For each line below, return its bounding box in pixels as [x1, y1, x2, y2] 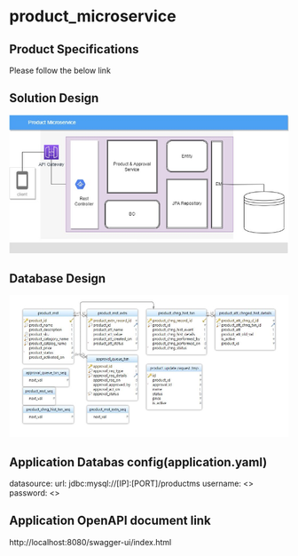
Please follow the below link [9, 65, 111, 75]
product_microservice [9, 6, 176, 27]
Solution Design [9, 91, 99, 106]
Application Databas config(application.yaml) [9, 455, 268, 470]
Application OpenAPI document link [9, 513, 211, 528]
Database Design [9, 271, 106, 286]
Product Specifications [9, 42, 139, 57]
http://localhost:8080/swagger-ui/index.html [9, 536, 172, 547]
